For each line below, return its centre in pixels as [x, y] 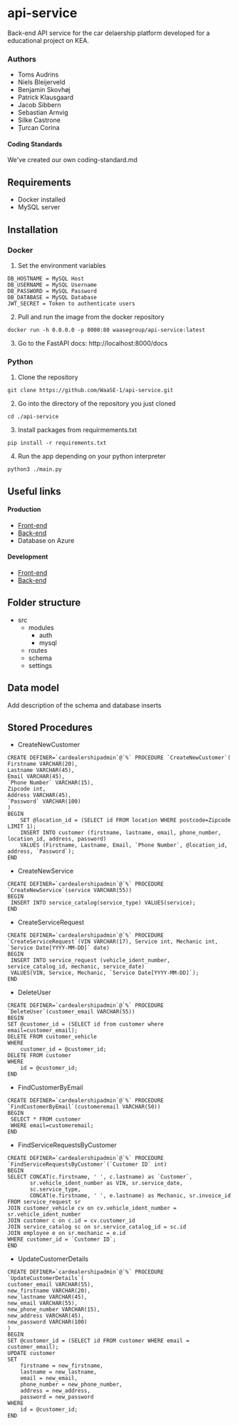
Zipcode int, [27, 789]
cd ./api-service [33, 417]
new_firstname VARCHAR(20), [49, 1291]
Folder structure [44, 602]
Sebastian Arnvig [43, 113]
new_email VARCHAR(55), [43, 1304]
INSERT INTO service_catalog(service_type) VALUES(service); [103, 903]
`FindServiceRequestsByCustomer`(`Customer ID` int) [87, 1165]
